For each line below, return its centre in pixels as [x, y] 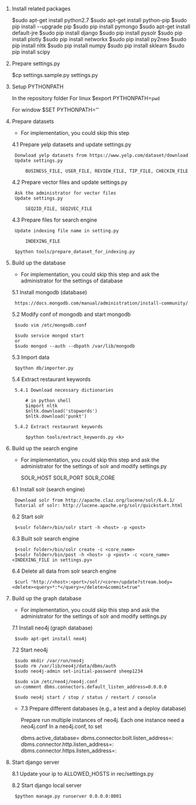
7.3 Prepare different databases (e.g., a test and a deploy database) [103, 708]
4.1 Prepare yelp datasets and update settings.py [71, 145]
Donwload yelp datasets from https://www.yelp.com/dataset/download [102, 155]
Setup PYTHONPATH [38, 87]
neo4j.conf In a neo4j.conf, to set [61, 726]
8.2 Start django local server [47, 785]
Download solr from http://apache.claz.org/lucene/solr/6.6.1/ [95, 500]
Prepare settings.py [36, 63]
